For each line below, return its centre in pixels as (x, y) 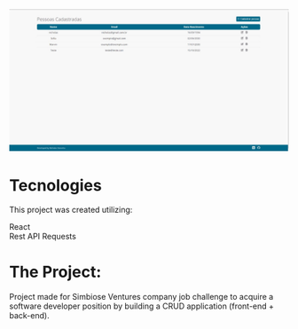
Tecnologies (55, 185)
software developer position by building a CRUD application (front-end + (142, 306)
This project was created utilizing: (71, 210)
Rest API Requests (43, 237)
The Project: (55, 272)
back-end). (30, 316)
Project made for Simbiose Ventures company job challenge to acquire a (141, 297)
